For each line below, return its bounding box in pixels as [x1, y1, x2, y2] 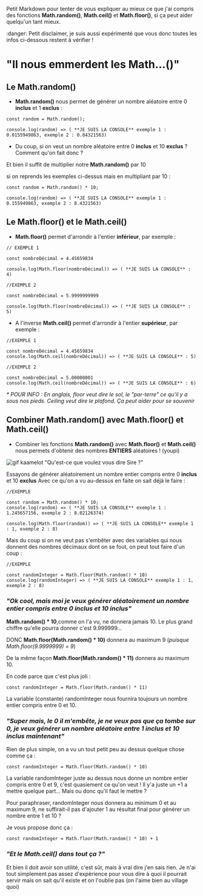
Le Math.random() [6, 81, 76, 92]
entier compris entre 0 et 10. [6, 701, 77, 709]
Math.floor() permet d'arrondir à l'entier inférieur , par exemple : [15, 233, 176, 240]
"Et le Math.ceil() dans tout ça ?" [6, 850, 105, 858]
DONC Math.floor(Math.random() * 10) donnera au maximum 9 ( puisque [6, 636, 190, 643]
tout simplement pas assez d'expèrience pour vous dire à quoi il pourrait [6, 870, 187, 877]
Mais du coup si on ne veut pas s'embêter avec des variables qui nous [6, 536, 182, 543]
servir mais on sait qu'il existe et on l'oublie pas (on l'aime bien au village [6, 877, 188, 884]
